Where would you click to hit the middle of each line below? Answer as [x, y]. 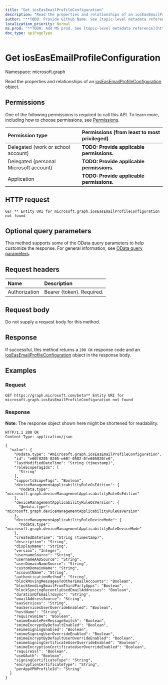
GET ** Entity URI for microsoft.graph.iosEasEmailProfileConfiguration [82, 211]
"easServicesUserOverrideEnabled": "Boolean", [63, 607]
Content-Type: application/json [39, 437]
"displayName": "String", [41, 546]
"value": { [21, 450]
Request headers [32, 269]
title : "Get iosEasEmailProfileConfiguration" [54, 10]
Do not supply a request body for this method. [53, 322]
